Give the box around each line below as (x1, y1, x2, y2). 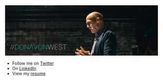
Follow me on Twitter (12, 60, 54, 66)
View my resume (12, 70, 46, 76)
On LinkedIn (12, 65, 36, 71)
